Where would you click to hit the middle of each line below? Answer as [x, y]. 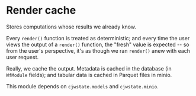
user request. [23, 57]
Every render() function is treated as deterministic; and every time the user [98, 38]
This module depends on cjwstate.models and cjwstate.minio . [82, 86]
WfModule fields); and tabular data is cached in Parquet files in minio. [89, 75]
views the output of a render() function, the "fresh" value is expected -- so [98, 44]
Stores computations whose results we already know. [71, 27]
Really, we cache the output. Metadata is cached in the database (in [89, 68]
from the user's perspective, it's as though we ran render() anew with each [98, 50]
